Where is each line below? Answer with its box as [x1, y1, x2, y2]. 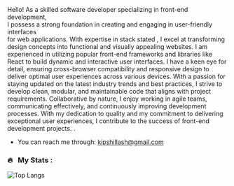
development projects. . [7, 124, 76, 132]
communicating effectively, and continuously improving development [7, 102, 207, 110]
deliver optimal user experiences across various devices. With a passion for [7, 72, 226, 80]
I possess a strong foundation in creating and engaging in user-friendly [7, 20, 212, 29]
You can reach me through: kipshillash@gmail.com [17, 138, 164, 146]
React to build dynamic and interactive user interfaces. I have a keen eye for [7, 57, 227, 66]
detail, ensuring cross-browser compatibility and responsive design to [7, 65, 210, 73]
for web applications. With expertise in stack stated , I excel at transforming [7, 35, 226, 43]
